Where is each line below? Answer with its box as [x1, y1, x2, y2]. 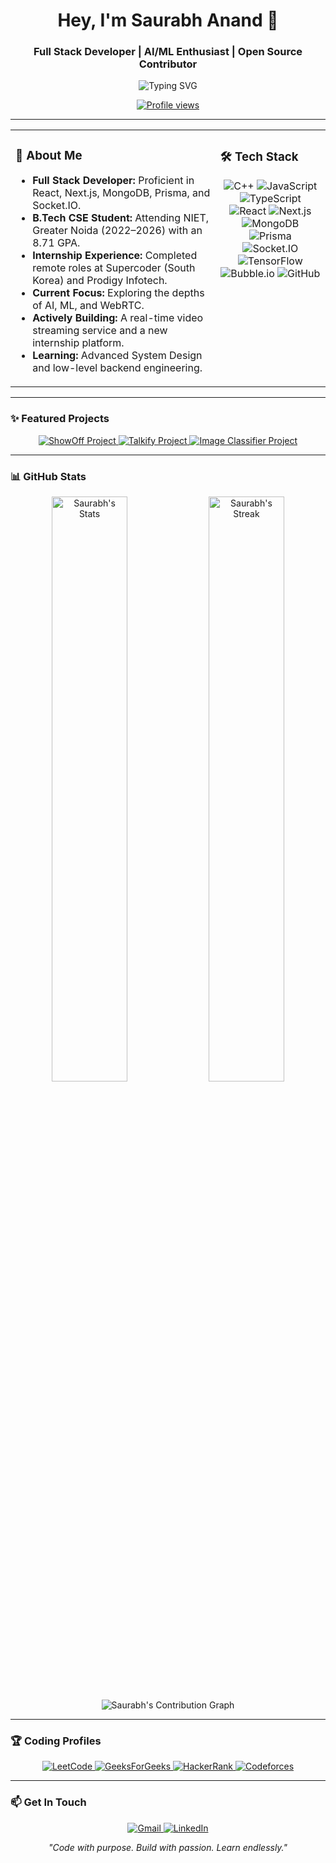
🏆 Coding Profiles [10, 1734, 102, 1748]
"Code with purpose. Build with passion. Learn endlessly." [48, 1841, 288, 1853]
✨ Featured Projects [10, 412, 110, 426]
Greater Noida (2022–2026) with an [32, 224, 203, 238]
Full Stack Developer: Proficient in [32, 174, 195, 188]
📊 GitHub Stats [10, 469, 87, 483]
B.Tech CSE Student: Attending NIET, [32, 211, 210, 225]
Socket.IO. [32, 199, 82, 213]
